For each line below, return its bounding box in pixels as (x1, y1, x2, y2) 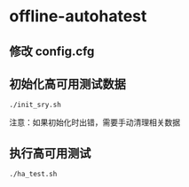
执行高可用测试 (9, 145, 91, 160)
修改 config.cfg (9, 43, 95, 58)
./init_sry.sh (9, 100, 62, 110)
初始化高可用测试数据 (9, 76, 126, 91)
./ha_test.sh (9, 170, 58, 179)
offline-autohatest (9, 6, 147, 27)
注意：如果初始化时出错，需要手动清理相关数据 (9, 117, 180, 128)
